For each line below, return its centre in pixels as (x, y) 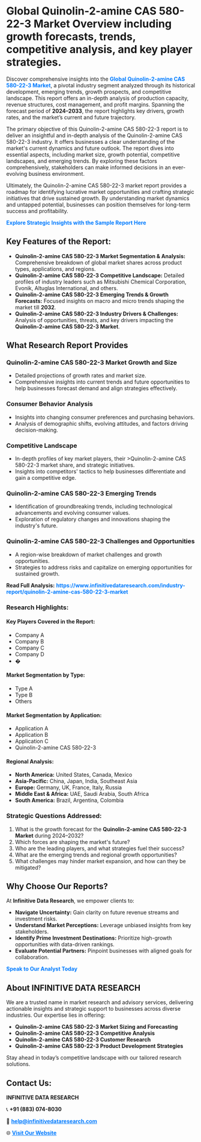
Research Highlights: (37, 607)
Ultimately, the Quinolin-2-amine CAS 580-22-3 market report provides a (97, 185)
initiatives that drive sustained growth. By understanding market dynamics (98, 198)
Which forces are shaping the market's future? (72, 842)
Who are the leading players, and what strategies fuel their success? (100, 848)
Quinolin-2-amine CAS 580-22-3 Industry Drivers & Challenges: (97, 314)
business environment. (57, 173)
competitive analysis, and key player (100, 50)
